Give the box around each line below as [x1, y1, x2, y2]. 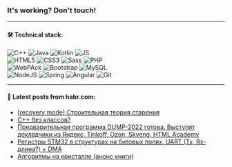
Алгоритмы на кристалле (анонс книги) [17, 152, 135, 160]
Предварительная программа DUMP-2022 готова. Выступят [17, 123, 195, 131]
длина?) [17, 144, 41, 153]
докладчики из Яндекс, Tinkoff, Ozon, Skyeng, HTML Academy [17, 130, 200, 138]
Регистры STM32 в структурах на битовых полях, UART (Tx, [17, 137, 195, 146]
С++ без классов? [17, 115, 71, 124]
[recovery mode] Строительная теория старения [17, 108, 160, 116]
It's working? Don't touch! [7, 6, 97, 15]
